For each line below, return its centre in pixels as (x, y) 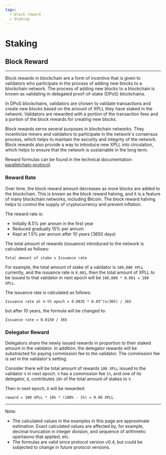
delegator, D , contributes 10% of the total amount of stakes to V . (69, 379)
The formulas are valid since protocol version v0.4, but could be (77, 442)
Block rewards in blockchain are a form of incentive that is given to (73, 78)
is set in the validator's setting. (36, 358)
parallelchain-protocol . (28, 165)
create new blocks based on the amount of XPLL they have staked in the (79, 109)
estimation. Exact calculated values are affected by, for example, (78, 426)
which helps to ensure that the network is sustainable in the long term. (77, 150)
